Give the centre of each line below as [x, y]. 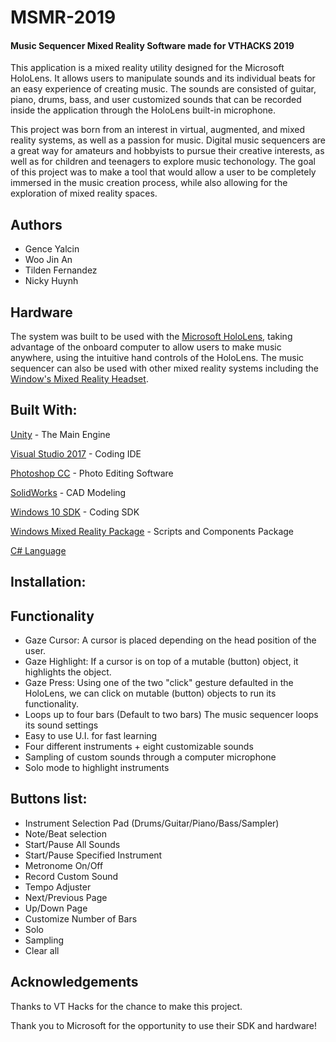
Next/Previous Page [66, 897]
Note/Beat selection [65, 833]
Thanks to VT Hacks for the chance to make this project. [126, 1006]
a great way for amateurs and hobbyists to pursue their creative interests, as [167, 151]
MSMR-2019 [63, 17]
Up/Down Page [56, 908]
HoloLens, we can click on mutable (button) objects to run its [150, 693]
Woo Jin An [48, 260]
